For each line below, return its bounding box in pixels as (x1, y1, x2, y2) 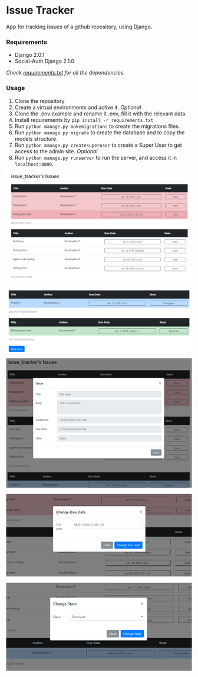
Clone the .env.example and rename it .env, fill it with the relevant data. (14, 110, 187, 117)
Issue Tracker (6, 4, 75, 17)
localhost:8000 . (14, 160, 54, 167)
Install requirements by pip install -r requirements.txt (14, 116, 154, 123)
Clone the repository (14, 97, 65, 104)
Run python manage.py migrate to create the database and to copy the (14, 128, 185, 136)
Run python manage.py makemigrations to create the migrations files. (14, 122, 180, 130)
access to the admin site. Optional (14, 147, 98, 154)
